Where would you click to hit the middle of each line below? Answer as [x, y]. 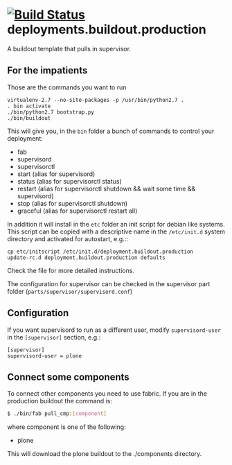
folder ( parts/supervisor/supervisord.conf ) [70, 291]
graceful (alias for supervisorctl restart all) [77, 211]
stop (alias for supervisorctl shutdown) [72, 203]
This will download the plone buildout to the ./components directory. [105, 454]
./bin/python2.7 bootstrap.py [51, 112]
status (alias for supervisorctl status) [70, 181]
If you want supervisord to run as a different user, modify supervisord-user [114, 330]
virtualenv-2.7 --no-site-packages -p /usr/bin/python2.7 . [96, 100]
